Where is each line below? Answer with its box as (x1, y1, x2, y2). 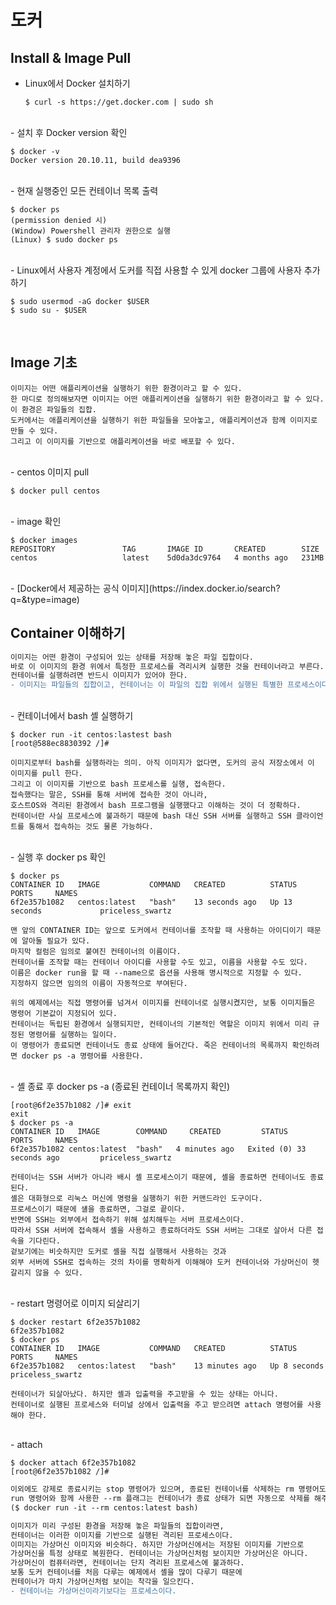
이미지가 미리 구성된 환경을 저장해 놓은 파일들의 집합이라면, (10, 1521, 225, 1531)
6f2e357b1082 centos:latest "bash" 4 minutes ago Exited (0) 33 (10, 1144, 307, 1155)
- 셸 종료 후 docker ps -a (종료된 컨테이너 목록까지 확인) (10, 1081, 231, 1093)
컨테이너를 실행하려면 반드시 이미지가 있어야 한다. (10, 671, 188, 681)
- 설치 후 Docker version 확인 (10, 127, 128, 138)
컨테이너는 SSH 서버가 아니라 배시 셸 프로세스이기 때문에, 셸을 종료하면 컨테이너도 (10, 1172, 307, 1183)
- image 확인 (10, 515, 62, 527)
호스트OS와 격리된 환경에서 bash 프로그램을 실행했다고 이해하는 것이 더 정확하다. (10, 801, 302, 811)
